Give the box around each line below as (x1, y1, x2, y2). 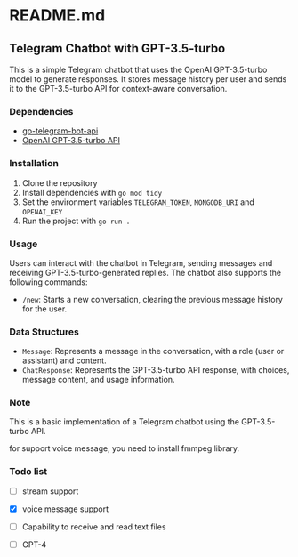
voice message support (21, 504, 109, 514)
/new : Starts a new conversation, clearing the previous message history (21, 294, 283, 304)
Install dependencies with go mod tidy (21, 187, 163, 198)
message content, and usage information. (21, 375, 175, 385)
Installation (9, 157, 60, 170)
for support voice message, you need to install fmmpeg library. (9, 443, 240, 454)
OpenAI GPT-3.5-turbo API (21, 135, 121, 146)
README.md (9, 5, 106, 26)
